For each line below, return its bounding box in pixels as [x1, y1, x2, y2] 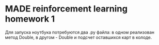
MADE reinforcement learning [5, 3, 127, 14]
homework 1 [5, 13, 55, 24]
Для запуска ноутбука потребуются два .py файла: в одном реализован [5, 29, 155, 35]
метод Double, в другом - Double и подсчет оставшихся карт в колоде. [5, 34, 152, 40]
